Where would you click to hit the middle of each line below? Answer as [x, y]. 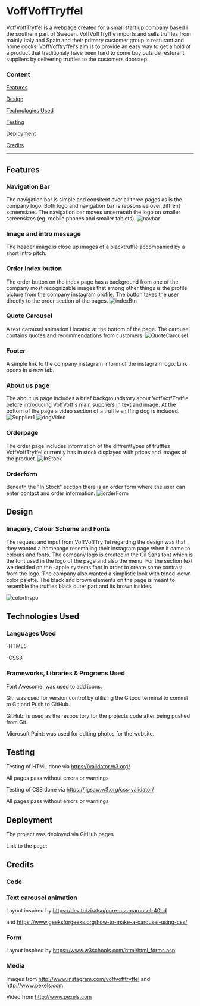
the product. [21, 458]
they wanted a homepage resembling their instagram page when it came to [98, 548]
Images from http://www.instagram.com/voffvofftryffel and [78, 979]
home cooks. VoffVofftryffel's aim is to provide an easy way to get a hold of [99, 46]
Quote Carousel [29, 316]
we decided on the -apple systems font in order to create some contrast [94, 567]
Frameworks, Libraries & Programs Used [65, 673]
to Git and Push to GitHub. [38, 704]
